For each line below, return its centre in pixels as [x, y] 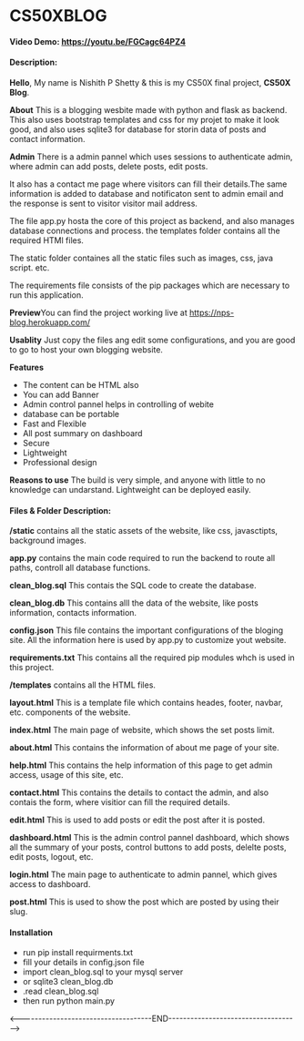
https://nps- [212, 312]
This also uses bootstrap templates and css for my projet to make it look [145, 119]
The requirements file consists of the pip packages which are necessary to [150, 285]
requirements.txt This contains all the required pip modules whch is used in [152, 658]
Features [26, 367]
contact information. [47, 138]
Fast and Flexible [54, 424]
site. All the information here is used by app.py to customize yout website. [148, 640]
